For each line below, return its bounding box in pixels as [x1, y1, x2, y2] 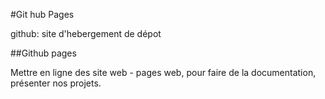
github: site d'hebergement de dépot [10, 28, 162, 39]
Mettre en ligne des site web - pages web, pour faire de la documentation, [10, 67, 317, 78]
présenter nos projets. [10, 77, 102, 89]
